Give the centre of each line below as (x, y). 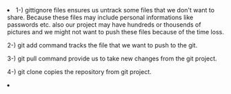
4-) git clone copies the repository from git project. (79, 72)
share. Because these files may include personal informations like (100, 17)
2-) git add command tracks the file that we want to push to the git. (102, 45)
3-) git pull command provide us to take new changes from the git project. (112, 58)
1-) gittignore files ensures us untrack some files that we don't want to (115, 10)
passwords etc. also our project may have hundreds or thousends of (104, 25)
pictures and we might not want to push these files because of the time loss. (115, 32)
